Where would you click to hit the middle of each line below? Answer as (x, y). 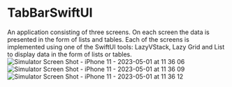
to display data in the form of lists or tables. (70, 54)
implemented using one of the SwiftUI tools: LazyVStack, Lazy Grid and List (116, 47)
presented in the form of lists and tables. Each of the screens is (99, 39)
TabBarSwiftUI (50, 13)
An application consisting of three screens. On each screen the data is (108, 32)
